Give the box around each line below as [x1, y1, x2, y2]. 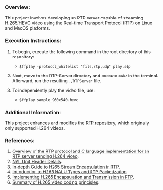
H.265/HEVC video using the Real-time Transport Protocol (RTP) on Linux [5, 20, 152, 26]
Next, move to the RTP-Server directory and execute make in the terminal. [12, 73, 159, 78]
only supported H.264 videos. [5, 125, 65, 131]
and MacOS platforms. [5, 25, 50, 31]
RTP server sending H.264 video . [12, 153, 79, 159]
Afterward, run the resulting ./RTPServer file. [12, 77, 101, 84]
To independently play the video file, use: [12, 87, 95, 93]
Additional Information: [5, 109, 61, 115]
